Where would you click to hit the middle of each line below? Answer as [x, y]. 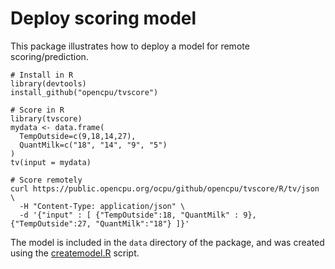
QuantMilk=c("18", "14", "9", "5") [93, 145]
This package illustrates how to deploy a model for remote [130, 46]
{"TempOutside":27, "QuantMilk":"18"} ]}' [100, 223]
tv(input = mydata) [51, 162]
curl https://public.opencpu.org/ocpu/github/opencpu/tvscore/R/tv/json [165, 188]
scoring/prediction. [49, 56]
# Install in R [42, 75]
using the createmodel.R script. [75, 253]
